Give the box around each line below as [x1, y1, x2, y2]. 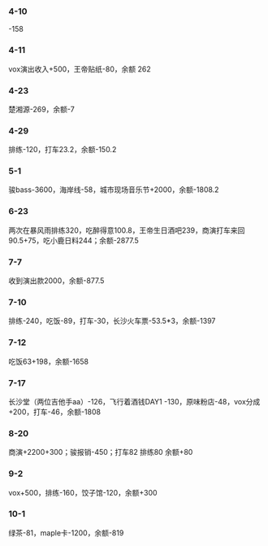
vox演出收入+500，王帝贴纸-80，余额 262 [8, 63, 152, 74]
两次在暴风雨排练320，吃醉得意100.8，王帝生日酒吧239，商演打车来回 [8, 225, 245, 235]
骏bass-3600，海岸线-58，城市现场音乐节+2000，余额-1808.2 [8, 185, 219, 194]
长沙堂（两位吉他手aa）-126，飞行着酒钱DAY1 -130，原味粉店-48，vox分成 [8, 396, 261, 406]
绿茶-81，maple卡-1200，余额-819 [8, 527, 124, 538]
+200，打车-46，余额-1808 [8, 407, 102, 417]
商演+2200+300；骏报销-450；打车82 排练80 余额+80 [8, 448, 193, 457]
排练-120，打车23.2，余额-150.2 [8, 145, 117, 155]
